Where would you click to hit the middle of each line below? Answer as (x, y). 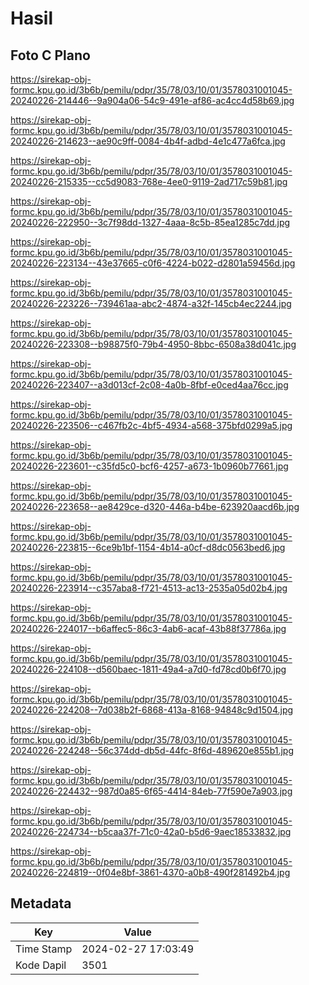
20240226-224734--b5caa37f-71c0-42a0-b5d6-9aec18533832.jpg (151, 831)
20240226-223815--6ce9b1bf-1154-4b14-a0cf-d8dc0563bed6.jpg (148, 547)
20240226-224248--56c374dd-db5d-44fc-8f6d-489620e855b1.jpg (152, 750)
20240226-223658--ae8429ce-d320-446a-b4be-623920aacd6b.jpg (155, 506)
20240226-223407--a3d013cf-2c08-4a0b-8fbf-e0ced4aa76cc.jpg (149, 385)
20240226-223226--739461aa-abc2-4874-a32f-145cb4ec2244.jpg (151, 303)
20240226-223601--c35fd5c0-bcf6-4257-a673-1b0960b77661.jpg (149, 466)
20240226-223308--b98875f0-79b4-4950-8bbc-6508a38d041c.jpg (153, 344)
